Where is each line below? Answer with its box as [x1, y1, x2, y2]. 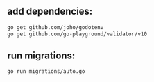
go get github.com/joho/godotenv [7, 24, 104, 31]
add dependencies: [7, 6, 93, 17]
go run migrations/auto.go [7, 68, 85, 75]
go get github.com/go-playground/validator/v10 [7, 31, 148, 38]
